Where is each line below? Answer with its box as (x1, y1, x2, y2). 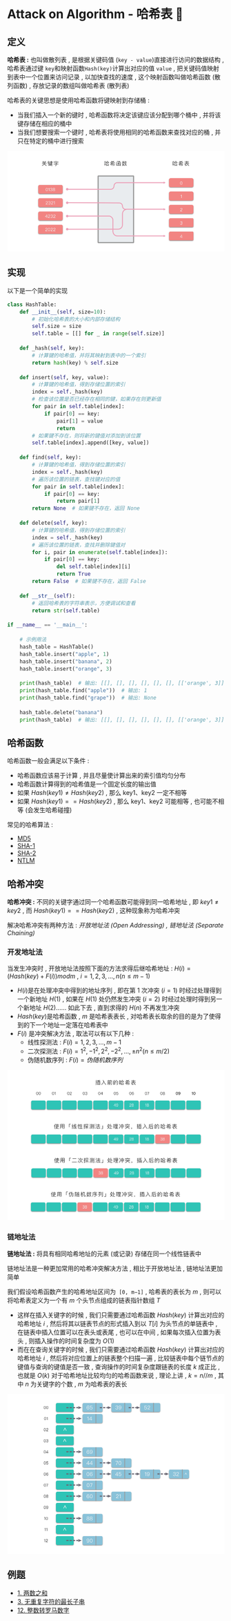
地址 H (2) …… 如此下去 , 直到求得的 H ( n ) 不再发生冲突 (29, 1004, 180, 1012)
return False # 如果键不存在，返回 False (32, 578, 146, 585)
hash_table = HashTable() (19, 643, 94, 650)
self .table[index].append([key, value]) (32, 439, 150, 446)
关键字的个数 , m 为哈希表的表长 (36, 1379, 128, 1388)
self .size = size (32, 323, 81, 330)
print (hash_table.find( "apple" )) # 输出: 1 (19, 687, 148, 694)
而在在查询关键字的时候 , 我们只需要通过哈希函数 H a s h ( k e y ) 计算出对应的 (17, 1345, 225, 1354)
